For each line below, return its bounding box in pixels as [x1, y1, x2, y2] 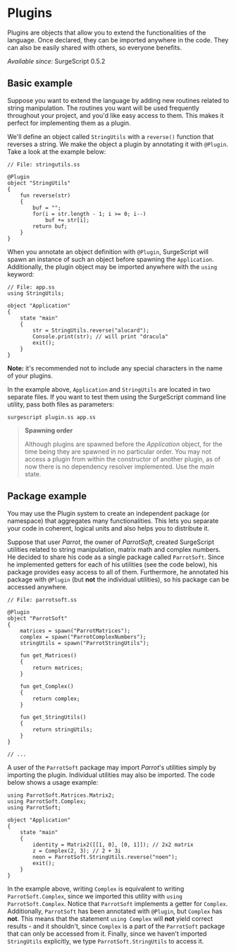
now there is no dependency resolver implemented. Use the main [24, 462, 215, 471]
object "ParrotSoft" [7, 615, 68, 622]
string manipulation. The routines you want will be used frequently [7, 104, 199, 112]
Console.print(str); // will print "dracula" [32, 333, 169, 340]
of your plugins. [7, 371, 53, 380]
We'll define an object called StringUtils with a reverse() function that [7, 132, 214, 140]
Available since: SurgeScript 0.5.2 [7, 56, 106, 65]
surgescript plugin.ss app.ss [7, 414, 97, 421]
